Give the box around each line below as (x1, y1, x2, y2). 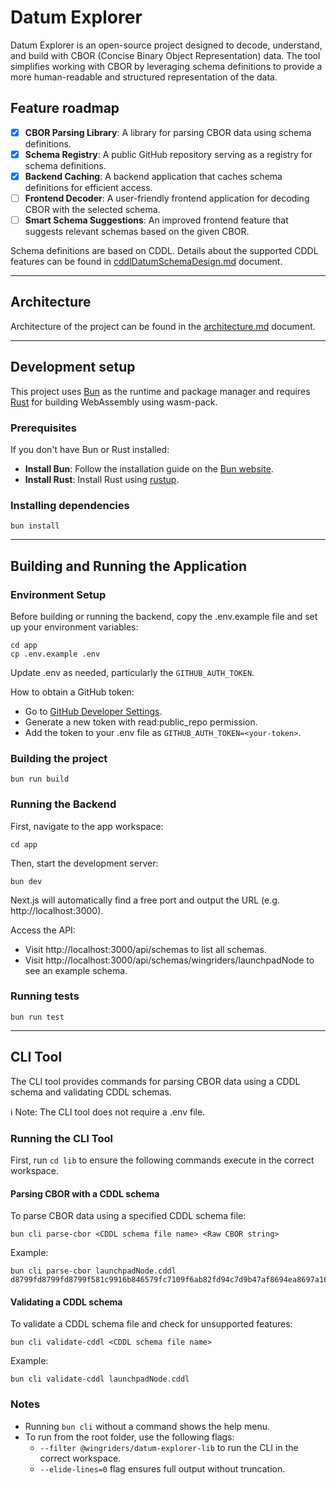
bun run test (10, 1012, 65, 1022)
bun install (10, 521, 60, 531)
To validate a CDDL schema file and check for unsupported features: (10, 1318, 293, 1330)
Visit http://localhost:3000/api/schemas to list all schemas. (24, 943, 267, 955)
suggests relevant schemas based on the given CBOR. (24, 226, 250, 238)
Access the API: (10, 924, 76, 936)
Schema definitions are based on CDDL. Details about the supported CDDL (10, 245, 319, 257)
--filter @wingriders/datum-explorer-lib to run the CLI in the (39, 1441, 299, 1453)
